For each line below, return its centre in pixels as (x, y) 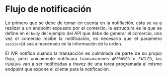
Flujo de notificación (48, 9)
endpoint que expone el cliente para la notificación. (58, 69)
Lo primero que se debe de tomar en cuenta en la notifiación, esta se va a (83, 23)
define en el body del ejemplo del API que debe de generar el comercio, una (83, 33)
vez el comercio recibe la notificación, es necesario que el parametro (83, 38)
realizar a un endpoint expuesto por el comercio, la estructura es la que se (83, 28)
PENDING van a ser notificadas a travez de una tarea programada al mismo (83, 64)
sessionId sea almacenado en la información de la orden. (64, 43)
